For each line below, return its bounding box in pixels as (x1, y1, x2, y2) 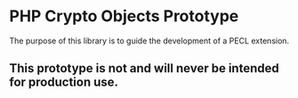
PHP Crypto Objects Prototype (9, 6, 239, 26)
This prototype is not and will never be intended (9, 61, 279, 76)
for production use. (9, 75, 118, 90)
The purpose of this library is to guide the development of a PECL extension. (9, 35, 290, 46)
